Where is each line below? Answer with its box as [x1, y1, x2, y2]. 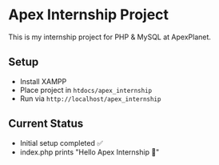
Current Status [8, 117, 84, 131]
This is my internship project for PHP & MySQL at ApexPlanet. [8, 32, 212, 42]
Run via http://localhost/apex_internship [19, 94, 161, 103]
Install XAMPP [19, 76, 67, 86]
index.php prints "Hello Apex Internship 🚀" [19, 147, 160, 157]
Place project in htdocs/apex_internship [19, 85, 153, 95]
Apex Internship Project [8, 6, 169, 24]
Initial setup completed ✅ [19, 138, 104, 147]
